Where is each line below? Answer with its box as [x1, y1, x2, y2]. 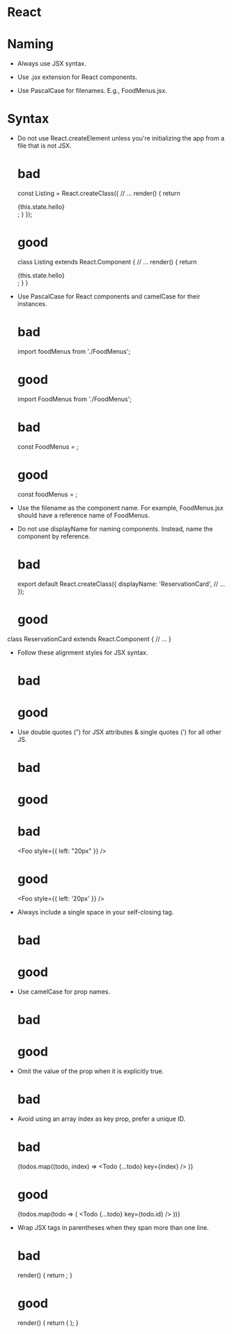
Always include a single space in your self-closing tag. [17, 908, 174, 916]
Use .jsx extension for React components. [17, 73, 138, 81]
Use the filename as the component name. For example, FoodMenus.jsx [17, 503, 224, 512]
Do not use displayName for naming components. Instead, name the [17, 524, 214, 533]
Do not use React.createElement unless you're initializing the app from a [17, 134, 225, 143]
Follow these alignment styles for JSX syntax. [17, 648, 148, 657]
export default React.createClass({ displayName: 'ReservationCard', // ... [17, 580, 225, 588]
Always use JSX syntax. [17, 59, 86, 68]
